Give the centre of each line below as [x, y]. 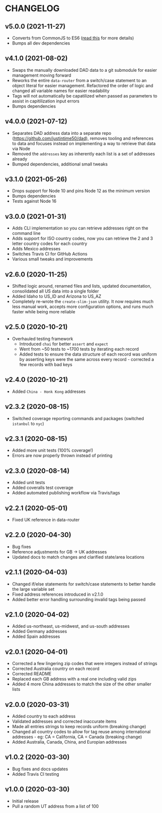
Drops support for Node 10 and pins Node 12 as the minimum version [81, 191]
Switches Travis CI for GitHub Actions [50, 254]
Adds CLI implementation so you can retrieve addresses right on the [80, 228]
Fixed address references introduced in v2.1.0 [57, 594]
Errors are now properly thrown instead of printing [62, 455]
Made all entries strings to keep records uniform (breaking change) [79, 726]
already [20, 159]
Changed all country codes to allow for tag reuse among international [81, 732]
